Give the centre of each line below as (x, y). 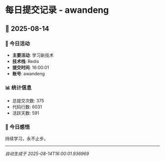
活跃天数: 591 (26, 113)
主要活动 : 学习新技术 (33, 55)
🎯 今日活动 (18, 43)
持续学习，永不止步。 (27, 139)
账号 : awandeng (28, 73)
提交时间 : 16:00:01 (30, 67)
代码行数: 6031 (27, 107)
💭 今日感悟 (18, 127)
